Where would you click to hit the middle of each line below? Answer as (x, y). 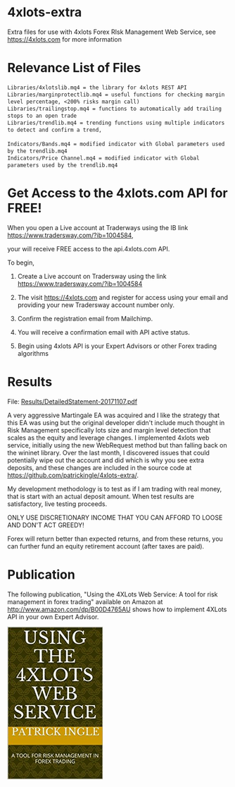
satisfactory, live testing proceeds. (57, 504)
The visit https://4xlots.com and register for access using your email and (123, 297)
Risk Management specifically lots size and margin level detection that (109, 430)
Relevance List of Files (74, 68)
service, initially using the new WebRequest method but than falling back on (117, 445)
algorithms (33, 353)
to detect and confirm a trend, (55, 130)
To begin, (21, 263)
